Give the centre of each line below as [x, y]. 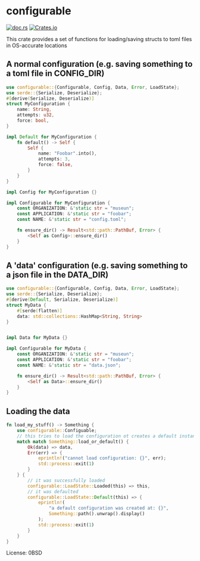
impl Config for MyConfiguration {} [51, 192]
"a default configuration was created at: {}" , [109, 508]
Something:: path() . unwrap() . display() [97, 514]
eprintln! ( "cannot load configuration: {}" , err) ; [102, 458]
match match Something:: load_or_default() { [73, 442]
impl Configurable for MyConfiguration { [58, 203]
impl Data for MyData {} [37, 338]
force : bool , [33, 121]
